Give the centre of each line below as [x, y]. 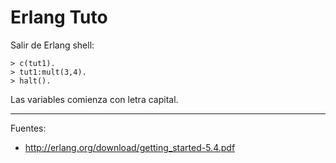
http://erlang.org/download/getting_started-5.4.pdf [130, 147]
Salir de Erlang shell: [52, 45]
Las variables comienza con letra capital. [94, 99]
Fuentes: [28, 128]
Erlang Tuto [59, 17]
